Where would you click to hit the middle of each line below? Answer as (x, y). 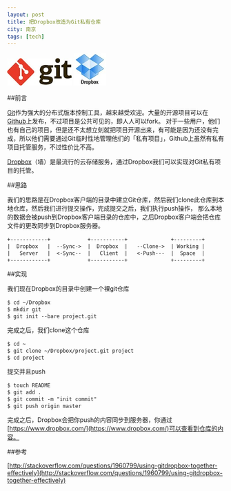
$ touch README (29, 386)
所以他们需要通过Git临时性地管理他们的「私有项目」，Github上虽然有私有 (121, 139)
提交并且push (27, 372)
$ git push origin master (44, 406)
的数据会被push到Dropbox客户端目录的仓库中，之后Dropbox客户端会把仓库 (114, 217)
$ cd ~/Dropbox (29, 303)
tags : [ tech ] (26, 37)
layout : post (26, 15)
